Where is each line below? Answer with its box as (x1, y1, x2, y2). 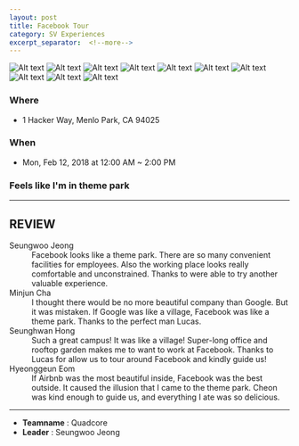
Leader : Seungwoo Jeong (21, 426, 120, 437)
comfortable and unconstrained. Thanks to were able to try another (31, 268, 279, 279)
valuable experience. (31, 277, 109, 288)
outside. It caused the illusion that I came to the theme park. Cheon (31, 382, 278, 392)
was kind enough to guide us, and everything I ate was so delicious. (31, 392, 280, 402)
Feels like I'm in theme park (9, 179, 131, 192)
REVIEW (9, 216, 56, 232)
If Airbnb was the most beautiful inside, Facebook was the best (31, 372, 263, 384)
